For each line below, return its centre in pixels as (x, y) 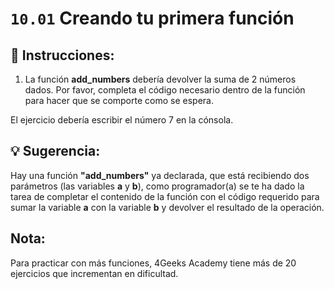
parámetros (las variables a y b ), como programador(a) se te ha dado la (157, 186)
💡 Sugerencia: (55, 151)
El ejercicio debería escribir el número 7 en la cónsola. (122, 120)
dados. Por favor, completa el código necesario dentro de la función (165, 90)
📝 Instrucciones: (62, 55)
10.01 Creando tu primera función (152, 18)
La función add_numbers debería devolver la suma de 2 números (160, 79)
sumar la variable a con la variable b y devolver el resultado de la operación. (167, 207)
